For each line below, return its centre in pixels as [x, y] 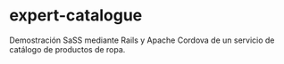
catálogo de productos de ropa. [67, 49]
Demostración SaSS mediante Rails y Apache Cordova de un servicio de [142, 40]
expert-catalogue [76, 16]
